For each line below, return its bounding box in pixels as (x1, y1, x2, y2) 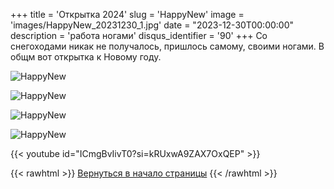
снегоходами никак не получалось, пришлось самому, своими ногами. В (10, 40, 325, 52)
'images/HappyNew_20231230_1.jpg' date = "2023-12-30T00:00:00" (10, 19, 295, 31)
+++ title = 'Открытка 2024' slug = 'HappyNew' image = (10, 9, 245, 20)
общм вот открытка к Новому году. (10, 51, 162, 63)
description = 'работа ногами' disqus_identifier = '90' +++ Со (10, 30, 268, 41)
